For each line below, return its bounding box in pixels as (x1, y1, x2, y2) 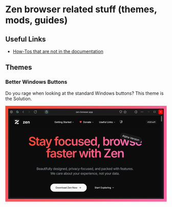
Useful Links (5, 35, 46, 43)
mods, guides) (5, 14, 68, 26)
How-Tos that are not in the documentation (12, 49, 103, 54)
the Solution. (5, 96, 32, 102)
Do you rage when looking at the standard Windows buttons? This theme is (5, 90, 164, 96)
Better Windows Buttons (5, 78, 68, 85)
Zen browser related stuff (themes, (5, 4, 157, 15)
